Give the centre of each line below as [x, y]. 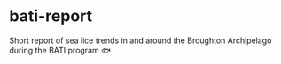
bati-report [51, 16]
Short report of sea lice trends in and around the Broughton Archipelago [140, 40]
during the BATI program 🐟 [60, 50]
